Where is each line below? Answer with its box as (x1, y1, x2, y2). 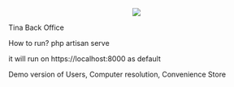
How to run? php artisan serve (8, 39, 110, 48)
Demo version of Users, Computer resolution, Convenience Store (8, 69, 226, 79)
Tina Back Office (8, 23, 65, 32)
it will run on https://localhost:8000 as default (8, 54, 161, 64)
